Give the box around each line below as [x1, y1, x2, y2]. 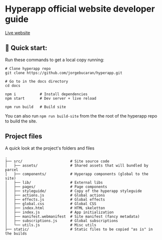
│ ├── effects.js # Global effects [5, 197, 105, 202]
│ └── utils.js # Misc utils [5, 223, 97, 227]
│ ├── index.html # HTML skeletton [5, 206, 105, 210]
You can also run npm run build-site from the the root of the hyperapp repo [5, 113, 158, 119]
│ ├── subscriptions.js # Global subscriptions [5, 218, 118, 223]
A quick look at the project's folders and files [5, 145, 95, 151]
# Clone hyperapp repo [5, 66, 51, 71]
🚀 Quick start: [5, 44, 48, 52]
